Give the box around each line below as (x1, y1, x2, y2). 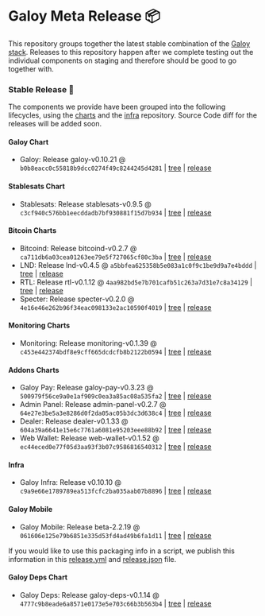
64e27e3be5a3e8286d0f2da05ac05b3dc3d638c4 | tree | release (19, 408, 212, 418)
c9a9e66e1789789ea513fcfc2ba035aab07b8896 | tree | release (19, 486, 212, 496)
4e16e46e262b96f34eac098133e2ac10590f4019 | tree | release (19, 302, 212, 312)
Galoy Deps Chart (8, 572, 68, 582)
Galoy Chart (8, 137, 49, 146)
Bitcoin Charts (8, 226, 57, 235)
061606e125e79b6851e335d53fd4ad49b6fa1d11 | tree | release (19, 530, 212, 540)
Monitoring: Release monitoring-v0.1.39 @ (19, 339, 157, 348)
